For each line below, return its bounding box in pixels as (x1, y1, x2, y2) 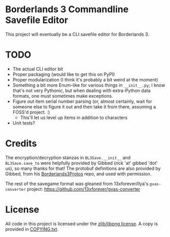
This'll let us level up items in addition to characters (20, 114, 128, 121)
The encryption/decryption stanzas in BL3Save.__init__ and (5, 154, 131, 161)
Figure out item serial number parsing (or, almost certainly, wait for (12, 98, 152, 104)
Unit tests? (12, 120, 36, 126)
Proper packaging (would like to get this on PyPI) (12, 71, 115, 77)
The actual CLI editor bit (12, 66, 63, 72)
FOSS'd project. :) (12, 109, 50, 115)
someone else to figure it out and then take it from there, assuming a (12, 103, 156, 110)
